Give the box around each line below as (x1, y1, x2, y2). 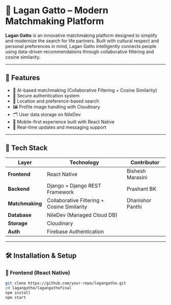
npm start (5, 295, 26, 300)
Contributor (130, 159, 160, 166)
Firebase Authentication (46, 228, 104, 235)
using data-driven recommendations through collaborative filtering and (5, 48, 154, 55)
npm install (5, 290, 31, 295)
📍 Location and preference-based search (12, 98, 99, 104)
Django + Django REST (46, 182, 102, 189)
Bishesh (126, 167, 146, 174)
